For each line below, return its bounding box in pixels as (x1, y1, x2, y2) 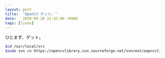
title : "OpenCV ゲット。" (5, 12, 57, 16)
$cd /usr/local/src (5, 44, 45, 49)
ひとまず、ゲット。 (5, 34, 44, 40)
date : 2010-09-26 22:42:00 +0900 (5, 16, 78, 21)
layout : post (5, 7, 32, 12)
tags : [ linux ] (5, 20, 34, 26)
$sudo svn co (5, 49, 32, 54)
